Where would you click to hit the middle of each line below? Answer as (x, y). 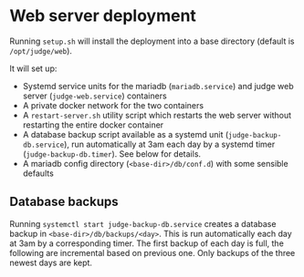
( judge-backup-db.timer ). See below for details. (112, 154)
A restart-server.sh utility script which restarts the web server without (157, 115)
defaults (38, 173)
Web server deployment (103, 16)
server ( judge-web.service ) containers (94, 96)
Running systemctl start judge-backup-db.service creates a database (143, 223)
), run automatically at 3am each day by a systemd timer (169, 144)
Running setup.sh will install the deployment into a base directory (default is (152, 41)
